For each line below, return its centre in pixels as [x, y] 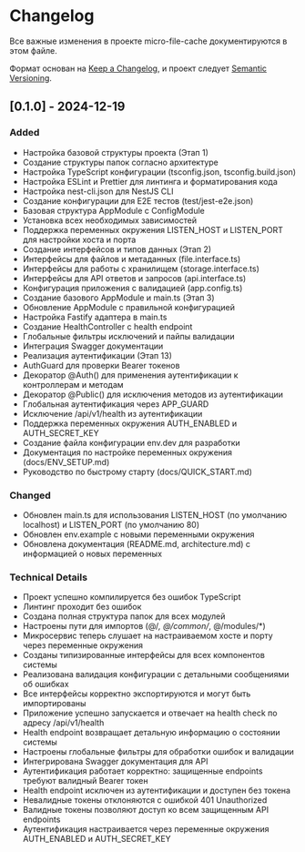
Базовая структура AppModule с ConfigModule [113, 210]
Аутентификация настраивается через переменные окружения [146, 829]
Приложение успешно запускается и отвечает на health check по [150, 713]
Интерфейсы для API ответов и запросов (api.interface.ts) [134, 278]
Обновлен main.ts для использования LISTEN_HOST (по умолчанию [155, 514]
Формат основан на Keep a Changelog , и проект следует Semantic [138, 68]
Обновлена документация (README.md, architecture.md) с [137, 543]
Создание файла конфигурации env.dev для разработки [132, 442]
